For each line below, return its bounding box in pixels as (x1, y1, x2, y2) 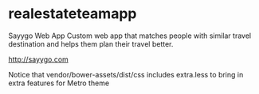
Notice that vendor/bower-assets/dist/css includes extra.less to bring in (8, 70, 244, 79)
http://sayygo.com (8, 55, 69, 64)
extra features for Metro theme (8, 78, 110, 88)
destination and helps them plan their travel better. (8, 39, 174, 48)
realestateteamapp (8, 5, 137, 23)
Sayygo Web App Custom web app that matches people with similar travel (8, 31, 252, 40)
